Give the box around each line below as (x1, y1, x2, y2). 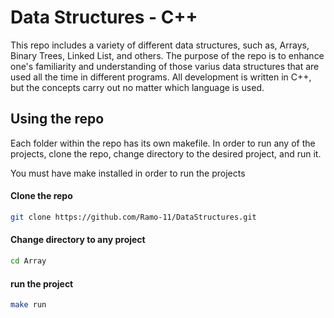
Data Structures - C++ (10, 6, 198, 29)
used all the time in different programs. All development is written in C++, (10, 71, 312, 83)
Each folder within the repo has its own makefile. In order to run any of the (10, 137, 316, 149)
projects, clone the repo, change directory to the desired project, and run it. (10, 147, 322, 160)
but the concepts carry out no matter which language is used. (10, 81, 265, 93)
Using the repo (10, 111, 105, 128)
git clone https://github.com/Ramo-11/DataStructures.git (10, 212, 257, 222)
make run (10, 300, 47, 310)
